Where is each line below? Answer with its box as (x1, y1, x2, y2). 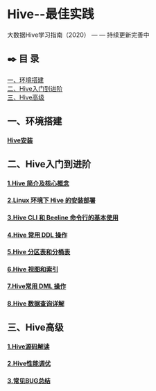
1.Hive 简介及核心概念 (7, 178, 69, 188)
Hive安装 (7, 136, 33, 144)
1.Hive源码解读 (7, 342, 50, 351)
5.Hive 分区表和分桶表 (7, 248, 71, 256)
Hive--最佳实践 (7, 6, 94, 22)
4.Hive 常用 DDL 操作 (7, 231, 68, 239)
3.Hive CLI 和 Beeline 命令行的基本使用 (7, 213, 119, 222)
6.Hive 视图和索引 (7, 265, 59, 273)
